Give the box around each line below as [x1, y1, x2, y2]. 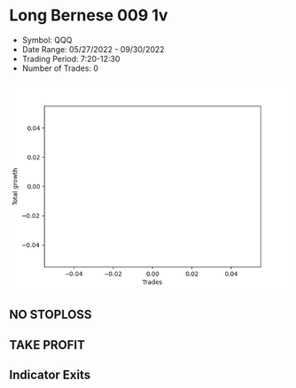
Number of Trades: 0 [21, 63, 99, 74]
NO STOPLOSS [9, 307, 92, 322]
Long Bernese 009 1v [9, 5, 168, 26]
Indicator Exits [9, 368, 91, 383]
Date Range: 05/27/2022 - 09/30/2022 [21, 43, 166, 54]
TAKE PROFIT [9, 338, 86, 353]
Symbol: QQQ [21, 35, 73, 45]
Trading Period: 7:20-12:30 [21, 53, 121, 64]
